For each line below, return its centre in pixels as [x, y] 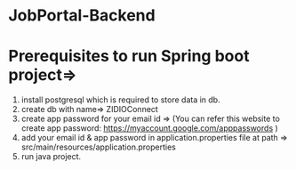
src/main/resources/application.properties [99, 147]
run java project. [51, 157]
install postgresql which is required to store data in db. [120, 100]
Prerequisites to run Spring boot [129, 57]
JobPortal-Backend [82, 16]
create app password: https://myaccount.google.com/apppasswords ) [150, 128]
